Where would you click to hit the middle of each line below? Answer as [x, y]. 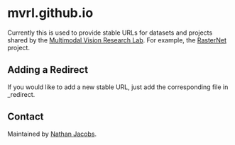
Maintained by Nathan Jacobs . [52, 134]
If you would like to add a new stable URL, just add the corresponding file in [118, 87]
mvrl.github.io [50, 13]
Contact [26, 117]
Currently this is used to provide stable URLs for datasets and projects [110, 33]
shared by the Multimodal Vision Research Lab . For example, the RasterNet [117, 40]
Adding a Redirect [48, 70]
